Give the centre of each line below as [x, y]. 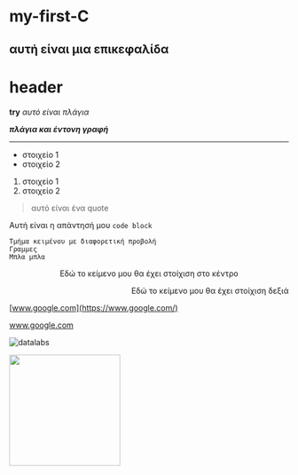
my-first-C [49, 16]
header [36, 87]
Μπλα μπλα [27, 257]
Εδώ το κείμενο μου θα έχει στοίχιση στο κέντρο [149, 273]
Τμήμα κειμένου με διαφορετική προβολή [83, 241]
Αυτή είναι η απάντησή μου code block [81, 225]
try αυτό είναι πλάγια [49, 112]
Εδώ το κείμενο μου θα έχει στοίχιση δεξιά [210, 290]
